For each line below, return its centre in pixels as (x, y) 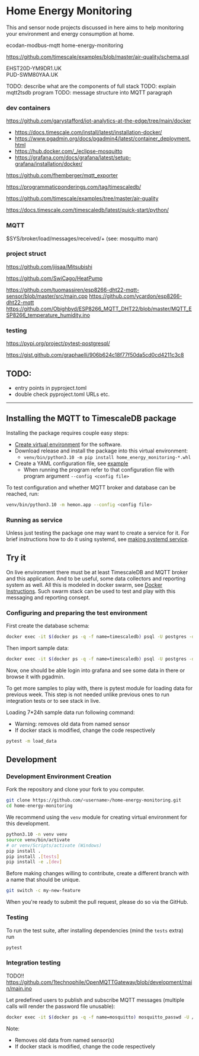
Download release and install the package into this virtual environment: (101, 451)
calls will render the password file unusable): (61, 1006)
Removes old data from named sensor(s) (64, 1040)
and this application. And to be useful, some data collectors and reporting (96, 579)
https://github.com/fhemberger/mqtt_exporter (62, 175)
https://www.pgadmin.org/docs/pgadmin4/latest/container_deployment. (102, 139)
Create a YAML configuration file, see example (71, 463)
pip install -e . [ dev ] (34, 862)
